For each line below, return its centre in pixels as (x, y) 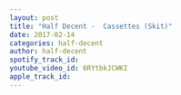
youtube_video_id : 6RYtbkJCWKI (69, 69)
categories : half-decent (56, 43)
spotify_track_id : (44, 60)
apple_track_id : (40, 77)
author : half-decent (49, 52)
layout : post (34, 18)
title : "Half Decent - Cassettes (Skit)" (91, 26)
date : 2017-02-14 (42, 34)
